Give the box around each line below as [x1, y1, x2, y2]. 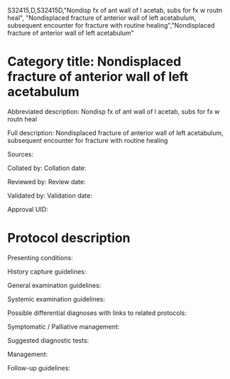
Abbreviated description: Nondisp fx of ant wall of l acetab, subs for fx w [7, 107, 220, 116]
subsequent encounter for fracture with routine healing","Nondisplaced [7, 21, 215, 29]
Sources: [7, 149, 34, 159]
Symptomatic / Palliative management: [7, 322, 120, 331]
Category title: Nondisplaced [7, 53, 182, 70]
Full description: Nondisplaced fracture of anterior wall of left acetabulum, [7, 128, 224, 137]
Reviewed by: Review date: [7, 177, 87, 186]
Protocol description [7, 230, 131, 246]
